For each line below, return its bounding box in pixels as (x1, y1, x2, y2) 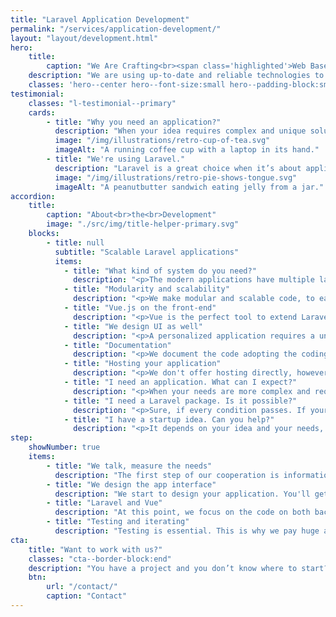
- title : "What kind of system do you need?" (63, 266, 257, 276)
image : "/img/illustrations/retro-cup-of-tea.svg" (54, 136, 271, 146)
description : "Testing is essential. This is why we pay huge (54, 526, 320, 536)
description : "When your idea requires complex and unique (54, 126, 307, 136)
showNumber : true (28, 442, 101, 453)
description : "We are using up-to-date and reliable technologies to (28, 71, 325, 81)
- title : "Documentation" (63, 340, 172, 350)
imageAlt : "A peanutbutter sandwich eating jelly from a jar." (54, 182, 325, 192)
